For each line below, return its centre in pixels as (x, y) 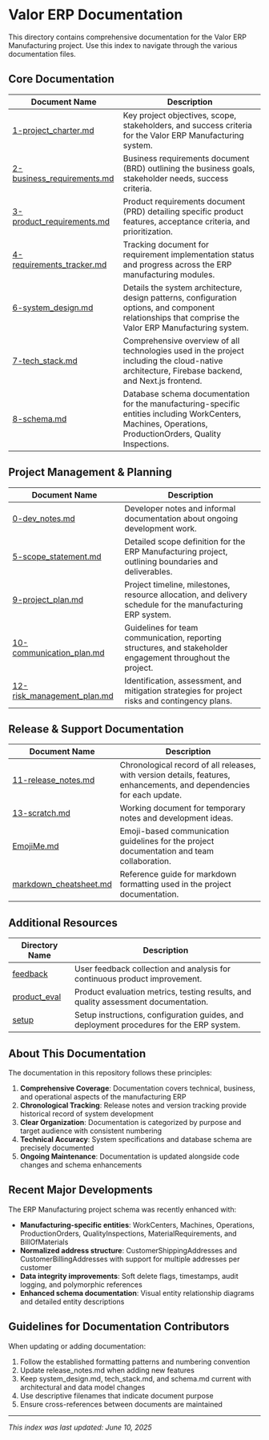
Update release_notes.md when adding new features (107, 1370)
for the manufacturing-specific (181, 404)
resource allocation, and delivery (186, 595)
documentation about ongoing (181, 518)
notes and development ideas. (177, 818)
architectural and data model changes (82, 1387)
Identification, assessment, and (183, 680)
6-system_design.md (53, 308)
